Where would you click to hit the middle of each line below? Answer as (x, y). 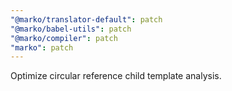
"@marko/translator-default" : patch (86, 19)
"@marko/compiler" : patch (64, 38)
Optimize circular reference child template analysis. (116, 76)
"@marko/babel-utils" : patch (71, 29)
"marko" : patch (42, 47)
